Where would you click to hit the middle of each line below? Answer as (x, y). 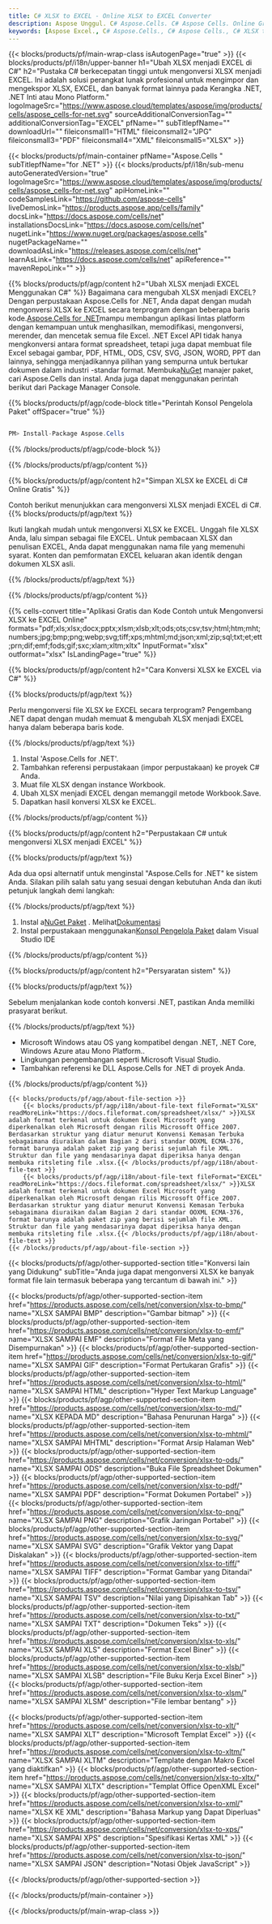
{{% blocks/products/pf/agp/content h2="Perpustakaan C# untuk (118, 834)
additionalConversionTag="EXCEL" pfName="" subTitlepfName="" (119, 123)
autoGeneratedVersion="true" (58, 173)
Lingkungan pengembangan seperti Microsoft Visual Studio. (120, 1059)
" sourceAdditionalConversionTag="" (170, 114)
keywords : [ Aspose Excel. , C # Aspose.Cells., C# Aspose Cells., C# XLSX (134, 31)
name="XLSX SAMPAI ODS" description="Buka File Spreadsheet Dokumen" (135, 1469)
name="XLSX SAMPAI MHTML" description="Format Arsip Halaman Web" (132, 1443)
